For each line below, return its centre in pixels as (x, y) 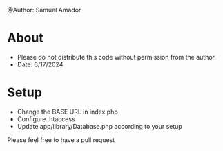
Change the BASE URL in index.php (68, 112)
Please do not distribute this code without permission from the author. (116, 57)
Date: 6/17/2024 (40, 64)
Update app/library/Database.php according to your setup (100, 126)
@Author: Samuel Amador (44, 10)
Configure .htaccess (46, 119)
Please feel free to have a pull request (61, 140)
